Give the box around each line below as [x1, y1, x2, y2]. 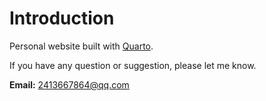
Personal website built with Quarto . [9, 40, 154, 52]
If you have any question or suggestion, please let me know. [9, 59, 257, 71]
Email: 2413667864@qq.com [9, 78, 130, 91]
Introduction [9, 7, 115, 30]
